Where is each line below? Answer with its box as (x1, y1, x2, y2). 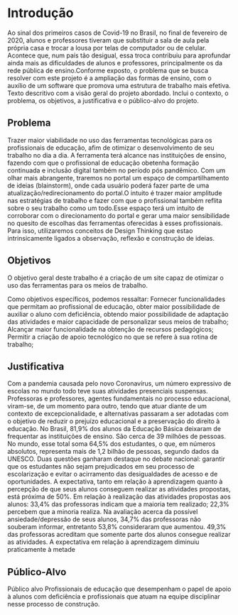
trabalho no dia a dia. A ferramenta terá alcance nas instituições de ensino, (7, 151, 227, 159)
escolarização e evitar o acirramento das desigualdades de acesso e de (7, 470, 218, 479)
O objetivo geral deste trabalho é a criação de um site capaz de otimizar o (7, 273, 224, 282)
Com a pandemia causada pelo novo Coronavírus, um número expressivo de (7, 379, 232, 388)
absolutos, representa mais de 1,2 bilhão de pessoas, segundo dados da (7, 447, 219, 456)
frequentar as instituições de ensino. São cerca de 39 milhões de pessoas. (7, 432, 226, 441)
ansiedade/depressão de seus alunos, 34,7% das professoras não (7, 515, 201, 523)
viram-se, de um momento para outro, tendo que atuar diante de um (7, 402, 207, 410)
